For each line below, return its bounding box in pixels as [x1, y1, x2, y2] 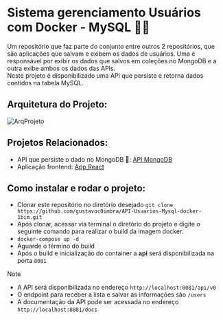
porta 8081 [16, 257, 47, 265]
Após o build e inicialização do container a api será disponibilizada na [16, 249, 215, 257]
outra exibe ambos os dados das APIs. [7, 64, 116, 72]
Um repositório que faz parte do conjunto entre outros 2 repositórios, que [7, 42, 215, 50]
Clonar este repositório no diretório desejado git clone [16, 201, 174, 209]
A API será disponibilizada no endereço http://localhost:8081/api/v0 [16, 284, 216, 292]
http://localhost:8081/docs [16, 306, 97, 314]
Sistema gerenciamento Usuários [7, 5, 201, 21]
